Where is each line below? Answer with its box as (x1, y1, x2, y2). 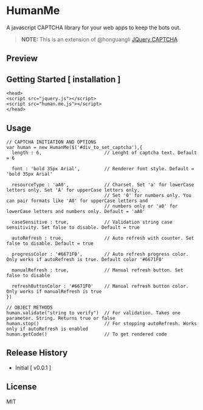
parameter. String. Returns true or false (6, 315, 115, 321)
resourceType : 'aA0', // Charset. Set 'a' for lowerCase (12, 181, 194, 188)
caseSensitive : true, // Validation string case (12, 219, 173, 225)
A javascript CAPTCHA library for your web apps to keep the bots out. (6, 24, 181, 31)
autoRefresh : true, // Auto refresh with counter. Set (12, 235, 194, 241)
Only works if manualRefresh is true (6, 288, 102, 295)
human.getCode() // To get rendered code (6, 331, 167, 337)
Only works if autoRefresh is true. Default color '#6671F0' (6, 256, 165, 262)
